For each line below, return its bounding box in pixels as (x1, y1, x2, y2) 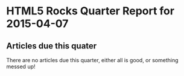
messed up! (6, 63, 36, 70)
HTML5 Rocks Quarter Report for (6, 4, 175, 18)
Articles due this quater (6, 41, 97, 51)
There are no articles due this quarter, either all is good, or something (6, 57, 179, 63)
